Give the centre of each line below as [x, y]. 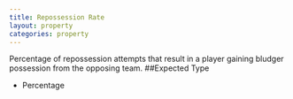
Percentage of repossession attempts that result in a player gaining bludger [147, 59]
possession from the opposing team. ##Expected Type [109, 68]
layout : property [41, 26]
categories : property [49, 34]
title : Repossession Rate [57, 17]
